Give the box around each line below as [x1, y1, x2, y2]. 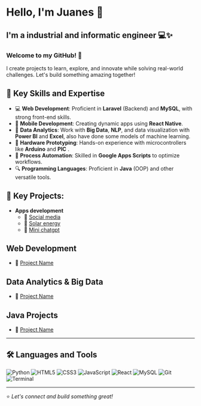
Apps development [14, 207, 64, 214]
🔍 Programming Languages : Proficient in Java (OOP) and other [14, 165, 174, 172]
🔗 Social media [23, 213, 61, 220]
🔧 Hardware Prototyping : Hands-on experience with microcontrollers [14, 139, 187, 146]
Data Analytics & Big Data [6, 276, 103, 287]
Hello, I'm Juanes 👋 [6, 5, 103, 19]
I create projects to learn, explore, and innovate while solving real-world [6, 64, 184, 71]
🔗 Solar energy [23, 219, 61, 227]
